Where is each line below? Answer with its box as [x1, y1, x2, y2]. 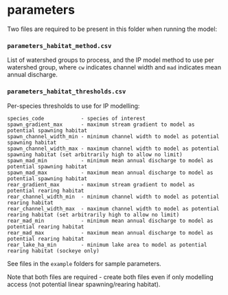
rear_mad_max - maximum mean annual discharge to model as [7, 229, 214, 236]
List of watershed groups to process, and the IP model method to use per [7, 56, 214, 64]
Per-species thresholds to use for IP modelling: [7, 102, 140, 110]
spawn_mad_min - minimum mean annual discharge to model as [7, 157, 214, 164]
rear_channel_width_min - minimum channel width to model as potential [7, 193, 220, 200]
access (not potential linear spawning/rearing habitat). [7, 280, 161, 288]
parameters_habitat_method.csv [7, 42, 112, 50]
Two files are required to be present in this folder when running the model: [7, 25, 218, 33]
